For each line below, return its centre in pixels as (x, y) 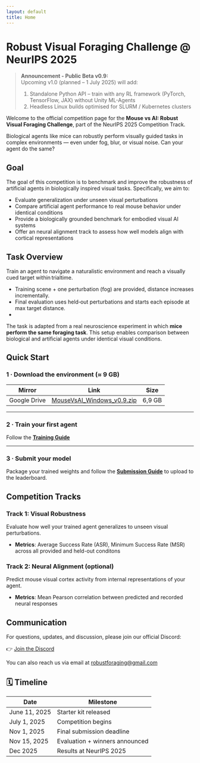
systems (25, 225)
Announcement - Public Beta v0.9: (65, 76)
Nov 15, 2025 (29, 741)
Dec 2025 (23, 750)
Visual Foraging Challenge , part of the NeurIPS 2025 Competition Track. (96, 125)
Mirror (27, 390)
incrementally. (32, 296)
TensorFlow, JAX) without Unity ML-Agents (82, 100)
